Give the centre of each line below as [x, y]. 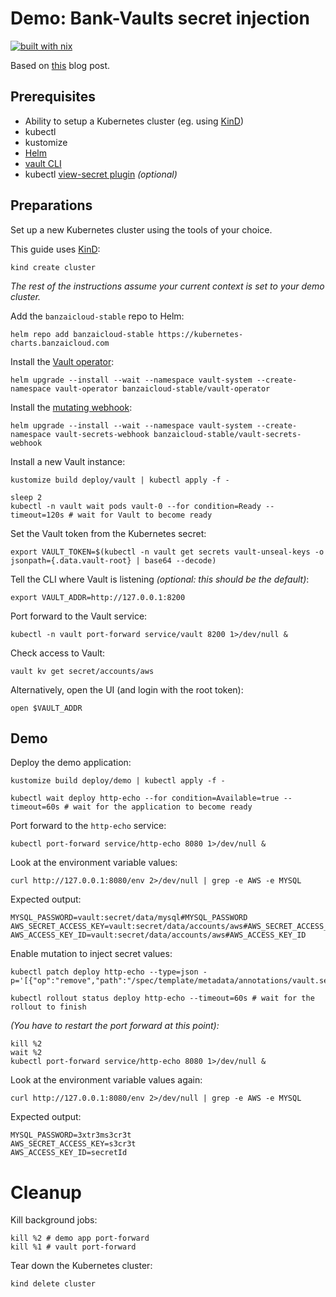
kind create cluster [53, 267]
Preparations [51, 205]
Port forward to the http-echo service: [88, 826]
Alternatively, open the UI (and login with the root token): [127, 689]
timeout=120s [37, 515]
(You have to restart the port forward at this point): [115, 1026]
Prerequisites [53, 97]
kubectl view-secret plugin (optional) [101, 174]
